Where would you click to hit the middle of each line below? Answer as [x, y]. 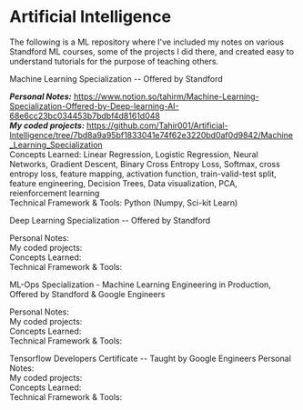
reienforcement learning [55, 193]
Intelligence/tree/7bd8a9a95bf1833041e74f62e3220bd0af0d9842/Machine [151, 135]
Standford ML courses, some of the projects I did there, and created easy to [151, 51]
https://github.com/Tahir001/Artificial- [157, 125]
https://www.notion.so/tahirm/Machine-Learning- [166, 96]
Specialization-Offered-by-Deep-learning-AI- [94, 105]
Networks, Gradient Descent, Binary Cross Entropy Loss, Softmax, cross [145, 164]
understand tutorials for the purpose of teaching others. [114, 61]
